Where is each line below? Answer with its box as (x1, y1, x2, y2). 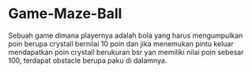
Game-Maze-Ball (8, 5, 122, 23)
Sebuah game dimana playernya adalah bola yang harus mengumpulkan (8, 31, 243, 40)
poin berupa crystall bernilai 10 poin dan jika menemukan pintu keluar (8, 38, 235, 48)
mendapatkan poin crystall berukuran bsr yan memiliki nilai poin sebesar (8, 47, 244, 57)
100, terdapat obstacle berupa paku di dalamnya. (8, 56, 167, 65)
